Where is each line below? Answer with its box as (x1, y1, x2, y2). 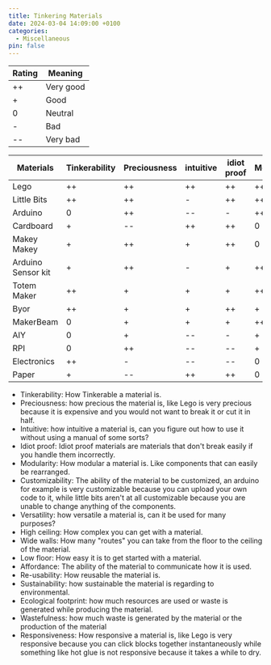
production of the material (19, 622, 107, 632)
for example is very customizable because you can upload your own (19, 485, 248, 494)
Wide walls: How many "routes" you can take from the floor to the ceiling (19, 536, 263, 546)
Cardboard (12, 220, 54, 231)
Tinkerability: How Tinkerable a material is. (19, 390, 162, 400)
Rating (12, 68, 38, 79)
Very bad (45, 134, 81, 146)
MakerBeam (12, 316, 59, 328)
